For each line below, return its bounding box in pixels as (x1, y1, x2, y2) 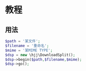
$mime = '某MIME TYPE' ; (5, 47, 53, 53)
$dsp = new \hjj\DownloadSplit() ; (5, 52, 76, 57)
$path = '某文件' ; (5, 39, 41, 44)
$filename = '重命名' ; (5, 43, 49, 48)
